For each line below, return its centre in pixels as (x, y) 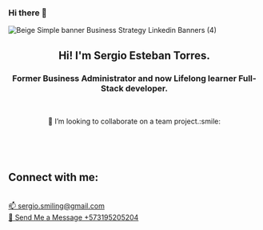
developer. (146, 88)
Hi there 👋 (28, 13)
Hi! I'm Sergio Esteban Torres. (134, 55)
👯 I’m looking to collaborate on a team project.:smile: (134, 121)
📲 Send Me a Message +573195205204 (74, 217)
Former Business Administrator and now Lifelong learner (124, 78)
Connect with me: (54, 178)
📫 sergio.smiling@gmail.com (57, 206)
